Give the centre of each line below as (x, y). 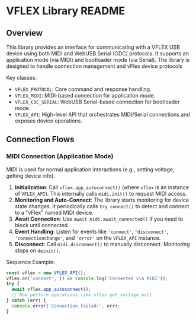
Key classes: (22, 78)
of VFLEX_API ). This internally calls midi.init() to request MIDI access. (101, 193)
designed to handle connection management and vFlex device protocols (94, 66)
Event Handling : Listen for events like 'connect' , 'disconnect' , (91, 231)
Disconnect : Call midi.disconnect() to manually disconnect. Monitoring (102, 244)
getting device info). (30, 175)
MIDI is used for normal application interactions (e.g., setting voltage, (90, 169)
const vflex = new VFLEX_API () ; (46, 273)
